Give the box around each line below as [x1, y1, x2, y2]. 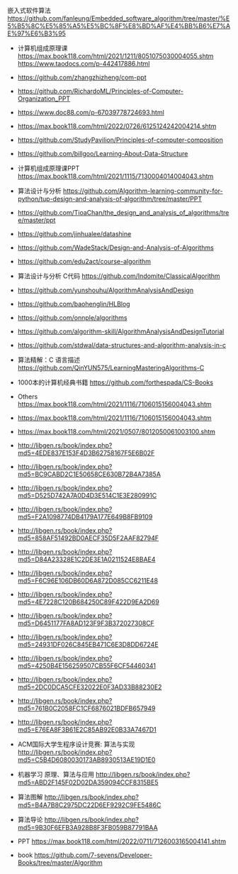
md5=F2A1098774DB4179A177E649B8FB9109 [17, 513, 153, 521]
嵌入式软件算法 [7, 6, 51, 14]
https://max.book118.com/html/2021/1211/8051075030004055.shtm [17, 52, 214, 60]
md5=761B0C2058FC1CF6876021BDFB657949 [17, 704, 156, 712]
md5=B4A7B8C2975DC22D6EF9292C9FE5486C [17, 801, 161, 809]
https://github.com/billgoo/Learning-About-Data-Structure [17, 150, 188, 157]
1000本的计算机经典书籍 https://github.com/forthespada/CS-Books [17, 378, 214, 387]
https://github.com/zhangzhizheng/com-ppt [17, 73, 147, 82]
